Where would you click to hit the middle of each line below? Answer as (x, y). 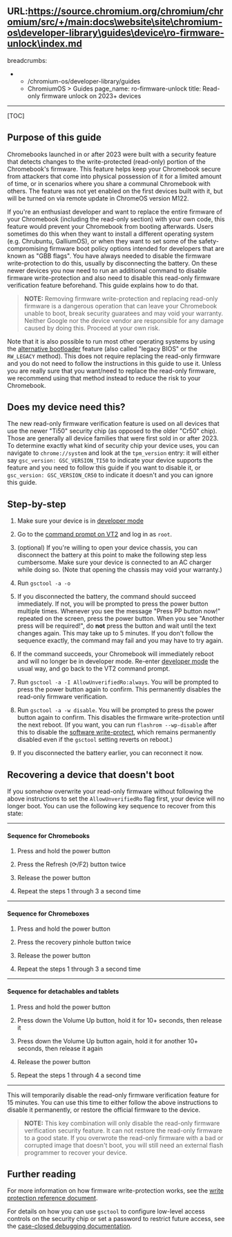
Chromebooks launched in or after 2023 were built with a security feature (112, 154)
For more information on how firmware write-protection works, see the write (116, 1191)
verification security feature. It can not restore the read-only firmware (123, 1131)
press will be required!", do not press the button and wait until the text (116, 626)
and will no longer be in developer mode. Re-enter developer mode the (118, 661)
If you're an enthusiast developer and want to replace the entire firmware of (115, 212)
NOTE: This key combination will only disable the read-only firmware (122, 1123)
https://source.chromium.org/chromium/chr (126, 11)
